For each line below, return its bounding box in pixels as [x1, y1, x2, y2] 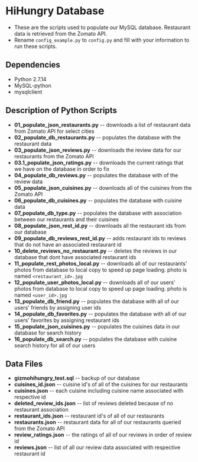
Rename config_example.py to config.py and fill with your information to [14, 36, 190, 43]
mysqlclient [14, 88, 43, 95]
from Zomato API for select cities [14, 128, 95, 135]
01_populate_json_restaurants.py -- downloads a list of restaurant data [14, 121, 191, 128]
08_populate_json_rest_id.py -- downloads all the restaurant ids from [14, 222, 186, 229]
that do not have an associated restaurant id [14, 241, 122, 248]
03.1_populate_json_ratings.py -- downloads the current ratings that [14, 159, 184, 166]
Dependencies [5, 60, 60, 70]
